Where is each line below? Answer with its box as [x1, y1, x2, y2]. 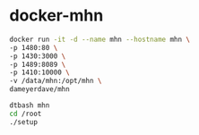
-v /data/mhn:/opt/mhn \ [9, 77, 102, 86]
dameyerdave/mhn [9, 85, 70, 94]
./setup [9, 117, 39, 126]
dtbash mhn [9, 101, 50, 110]
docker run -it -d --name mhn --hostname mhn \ [9, 35, 191, 44]
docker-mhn [9, 5, 104, 26]
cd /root [9, 109, 42, 118]
